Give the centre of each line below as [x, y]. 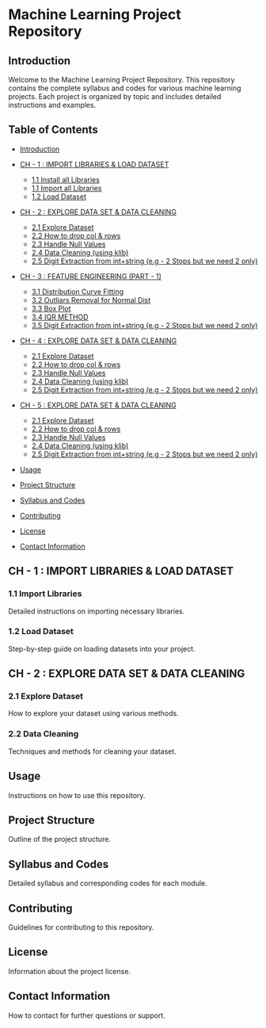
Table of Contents [53, 130]
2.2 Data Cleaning [44, 734]
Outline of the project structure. [59, 839]
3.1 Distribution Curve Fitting [78, 292]
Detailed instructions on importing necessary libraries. [97, 611]
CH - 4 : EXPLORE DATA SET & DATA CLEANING [98, 340]
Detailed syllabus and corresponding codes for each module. [108, 883]
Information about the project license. [69, 971]
